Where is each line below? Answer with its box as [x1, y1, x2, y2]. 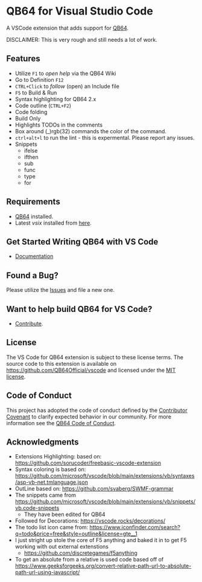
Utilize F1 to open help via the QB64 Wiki [14, 70, 116, 77]
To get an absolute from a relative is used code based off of [14, 556, 164, 563]
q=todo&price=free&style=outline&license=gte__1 [14, 530, 137, 537]
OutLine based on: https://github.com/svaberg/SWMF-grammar [14, 485, 174, 492]
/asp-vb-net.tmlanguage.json [14, 478, 89, 486]
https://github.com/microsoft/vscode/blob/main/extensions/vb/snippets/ [14, 498, 196, 505]
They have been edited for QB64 [24, 511, 106, 518]
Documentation [14, 253, 54, 260]
